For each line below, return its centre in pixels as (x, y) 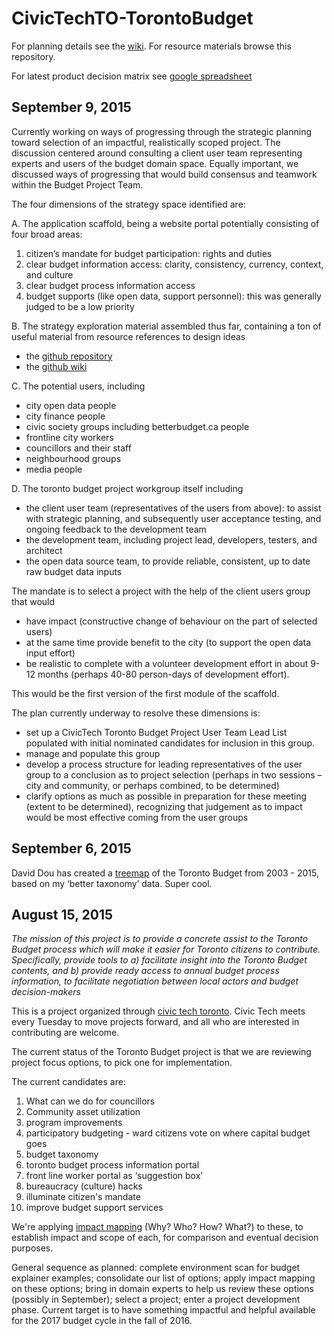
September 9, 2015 (71, 107)
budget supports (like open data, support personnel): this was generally (173, 296)
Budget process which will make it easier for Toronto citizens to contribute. (166, 949)
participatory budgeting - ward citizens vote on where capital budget (168, 1133)
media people (54, 469)
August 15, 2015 (62, 914)
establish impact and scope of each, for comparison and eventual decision (165, 1238)
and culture (49, 274)
